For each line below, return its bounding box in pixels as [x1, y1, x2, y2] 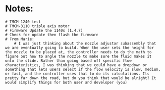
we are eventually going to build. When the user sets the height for [5, 45, 154, 50]
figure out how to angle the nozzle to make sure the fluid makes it [5, 54, 152, 59]
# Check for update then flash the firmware [5, 32, 99, 37]
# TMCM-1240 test [5, 19, 41, 24]
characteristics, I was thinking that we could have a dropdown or [5, 62, 148, 67]
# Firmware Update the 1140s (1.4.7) [5, 28, 83, 33]
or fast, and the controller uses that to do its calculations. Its [5, 71, 150, 76]
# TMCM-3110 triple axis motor [5, 23, 70, 29]
